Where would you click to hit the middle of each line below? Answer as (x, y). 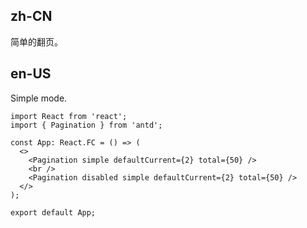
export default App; (53, 212)
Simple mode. (39, 98)
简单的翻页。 (36, 41)
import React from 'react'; (69, 116)
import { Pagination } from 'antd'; (86, 125)
